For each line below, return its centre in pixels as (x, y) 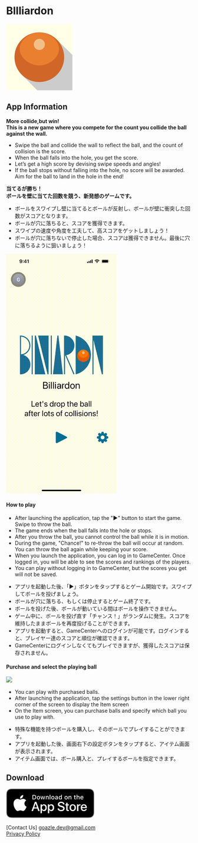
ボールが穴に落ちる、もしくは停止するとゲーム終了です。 (84, 601)
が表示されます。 (35, 751)
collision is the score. (40, 151)
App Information (37, 107)
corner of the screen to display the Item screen (72, 704)
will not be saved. (36, 574)
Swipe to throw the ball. (43, 524)
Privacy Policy (23, 834)
